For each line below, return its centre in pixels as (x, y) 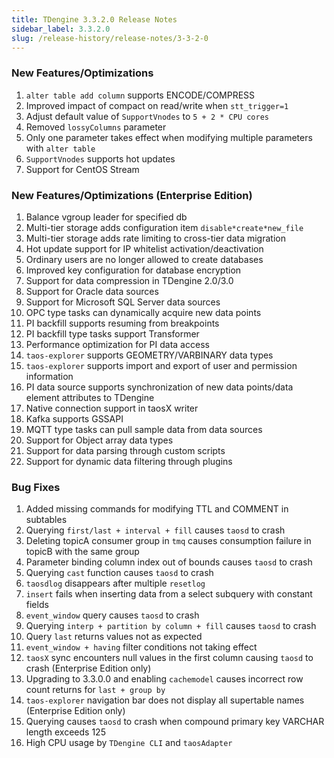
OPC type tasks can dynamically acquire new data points (143, 312)
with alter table (60, 148)
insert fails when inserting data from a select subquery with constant (169, 594)
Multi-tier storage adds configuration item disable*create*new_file (164, 227)
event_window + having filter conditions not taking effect (141, 647)
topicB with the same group (82, 552)
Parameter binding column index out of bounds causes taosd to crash (169, 562)
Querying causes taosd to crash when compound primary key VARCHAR (175, 722)
